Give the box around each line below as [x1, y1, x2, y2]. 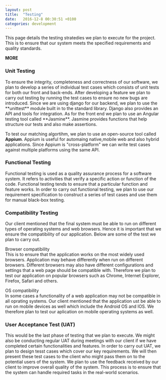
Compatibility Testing [5, 209, 58, 216]
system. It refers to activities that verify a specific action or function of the [5, 175, 157, 182]
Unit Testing [5, 68, 35, 75]
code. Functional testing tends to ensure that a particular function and [5, 181, 148, 187]
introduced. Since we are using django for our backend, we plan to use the [5, 100, 158, 106]
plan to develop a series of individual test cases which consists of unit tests [5, 84, 160, 90]
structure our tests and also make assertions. [5, 121, 98, 127]
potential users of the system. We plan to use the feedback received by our [5, 359, 159, 365]
